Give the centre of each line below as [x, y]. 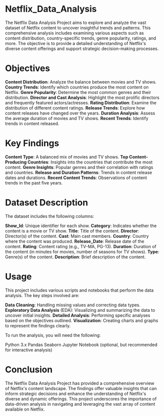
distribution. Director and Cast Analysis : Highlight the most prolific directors [82, 97]
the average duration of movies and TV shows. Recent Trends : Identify [77, 118]
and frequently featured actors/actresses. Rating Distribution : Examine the [81, 103]
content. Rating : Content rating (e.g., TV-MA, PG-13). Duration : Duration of [81, 246]
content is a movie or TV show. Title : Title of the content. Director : [72, 231]
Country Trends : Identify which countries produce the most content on [77, 87]
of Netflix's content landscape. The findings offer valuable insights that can [81, 388]
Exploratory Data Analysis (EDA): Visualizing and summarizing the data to [80, 310]
